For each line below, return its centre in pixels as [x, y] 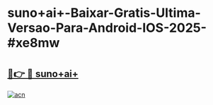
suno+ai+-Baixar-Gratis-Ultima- [104, 13]
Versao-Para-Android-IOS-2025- [107, 28]
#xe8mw [34, 43]
